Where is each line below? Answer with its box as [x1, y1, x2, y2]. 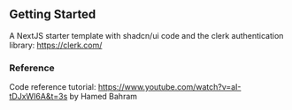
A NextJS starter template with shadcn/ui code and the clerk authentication [9, 30, 284, 40]
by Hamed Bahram [69, 92, 138, 102]
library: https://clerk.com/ [9, 40, 103, 50]
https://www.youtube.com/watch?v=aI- [97, 82, 242, 92]
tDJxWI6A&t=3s [9, 92, 68, 102]
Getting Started [9, 7, 96, 22]
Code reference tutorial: [9, 82, 96, 92]
